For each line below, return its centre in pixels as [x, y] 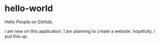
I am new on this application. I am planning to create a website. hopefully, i [80, 31]
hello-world [29, 8]
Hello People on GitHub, [29, 22]
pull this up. [16, 36]
